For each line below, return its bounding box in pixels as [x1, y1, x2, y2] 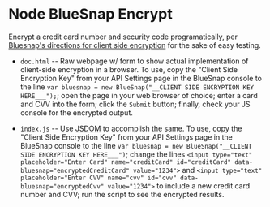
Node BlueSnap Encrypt [8, 5, 173, 24]
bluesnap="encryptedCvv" [19, 182, 105, 191]
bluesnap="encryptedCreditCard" [19, 166, 130, 175]
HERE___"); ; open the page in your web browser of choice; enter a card [19, 90, 258, 100]
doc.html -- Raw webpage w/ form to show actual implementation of [19, 56, 249, 66]
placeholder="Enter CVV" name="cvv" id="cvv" [19, 174, 177, 182]
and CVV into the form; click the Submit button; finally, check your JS [19, 99, 251, 109]
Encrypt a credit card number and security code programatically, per [8, 32, 238, 41]
